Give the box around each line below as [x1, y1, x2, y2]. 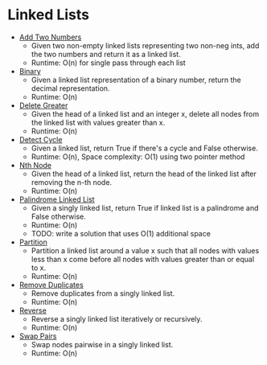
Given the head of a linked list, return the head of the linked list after [31, 169, 257, 178]
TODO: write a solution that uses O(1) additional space [31, 228, 211, 238]
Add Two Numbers [18, 32, 82, 42]
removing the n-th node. [31, 177, 113, 187]
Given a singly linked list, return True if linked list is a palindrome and [31, 203, 259, 212]
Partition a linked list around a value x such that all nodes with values [31, 245, 260, 255]
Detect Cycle [18, 134, 63, 144]
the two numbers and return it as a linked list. [31, 49, 182, 59]
